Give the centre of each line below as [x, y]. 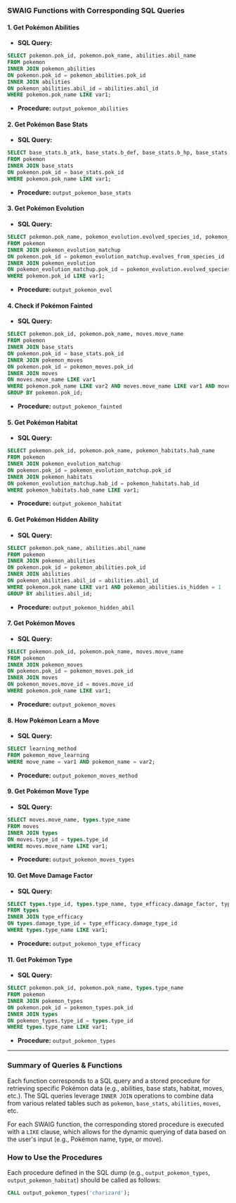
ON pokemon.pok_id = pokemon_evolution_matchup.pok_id [89, 470]
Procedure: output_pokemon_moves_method [78, 775]
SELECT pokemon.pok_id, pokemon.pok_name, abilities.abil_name [102, 56]
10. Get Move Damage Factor [50, 875]
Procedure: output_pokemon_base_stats [74, 192]
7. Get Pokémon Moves [41, 623]
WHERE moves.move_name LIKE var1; [58, 846]
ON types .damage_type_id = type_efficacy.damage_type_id [92, 923]
